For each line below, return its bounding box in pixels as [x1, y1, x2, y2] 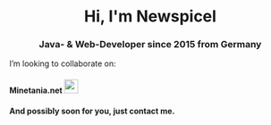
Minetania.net [9, 85, 63, 96]
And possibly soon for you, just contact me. [9, 105, 175, 116]
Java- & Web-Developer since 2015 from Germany [38, 38, 262, 51]
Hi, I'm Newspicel [83, 6, 217, 27]
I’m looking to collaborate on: [9, 58, 116, 69]
